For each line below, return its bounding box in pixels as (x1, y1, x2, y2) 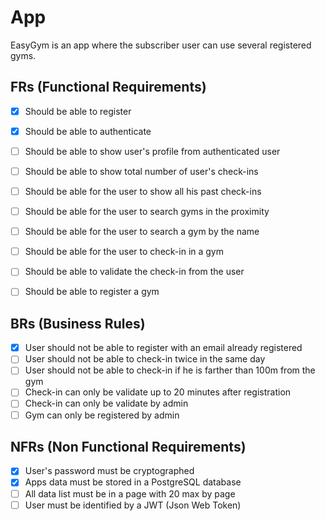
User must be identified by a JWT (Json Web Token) (24, 499, 242, 511)
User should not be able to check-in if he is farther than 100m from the (24, 364, 316, 376)
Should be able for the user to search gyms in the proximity (24, 206, 270, 218)
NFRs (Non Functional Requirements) (10, 438, 247, 455)
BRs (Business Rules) (10, 315, 146, 332)
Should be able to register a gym (24, 286, 160, 298)
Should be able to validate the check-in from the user (24, 266, 245, 278)
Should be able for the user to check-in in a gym (24, 246, 224, 258)
